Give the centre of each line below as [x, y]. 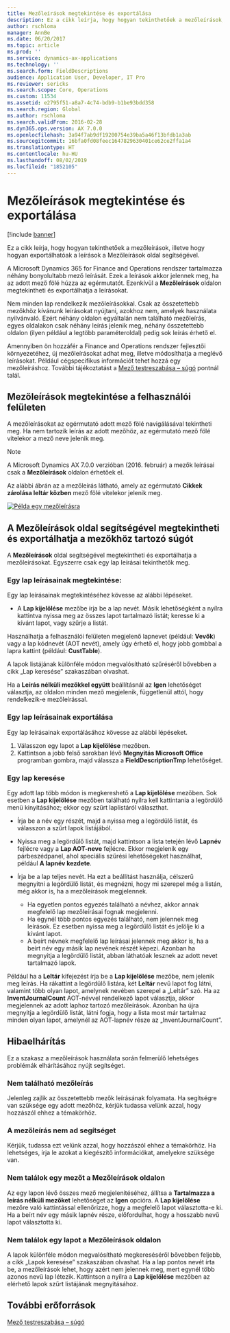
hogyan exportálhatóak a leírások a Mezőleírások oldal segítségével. [103, 255]
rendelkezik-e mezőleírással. [47, 699]
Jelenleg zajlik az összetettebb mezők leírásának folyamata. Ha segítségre [112, 1098]
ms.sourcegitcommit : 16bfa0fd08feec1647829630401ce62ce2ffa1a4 [99, 141]
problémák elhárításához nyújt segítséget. [66, 1065]
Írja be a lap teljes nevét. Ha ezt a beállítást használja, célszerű [105, 877]
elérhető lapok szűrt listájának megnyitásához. [73, 1284]
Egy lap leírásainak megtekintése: [64, 580]
